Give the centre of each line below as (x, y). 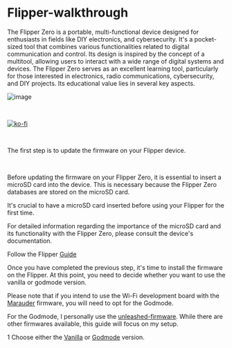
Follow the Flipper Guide (42, 254)
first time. (21, 212)
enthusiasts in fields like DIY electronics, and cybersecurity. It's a (100, 39)
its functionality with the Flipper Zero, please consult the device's (100, 233)
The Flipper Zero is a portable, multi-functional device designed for (103, 32)
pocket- (205, 39)
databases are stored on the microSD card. (69, 192)
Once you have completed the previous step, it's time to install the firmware (115, 267)
